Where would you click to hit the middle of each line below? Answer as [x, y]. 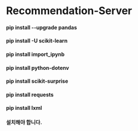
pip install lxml [24, 108]
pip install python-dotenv [37, 68]
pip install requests [30, 95]
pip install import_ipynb [35, 54]
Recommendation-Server [69, 11]
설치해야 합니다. [24, 122]
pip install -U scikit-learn [37, 41]
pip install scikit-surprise [37, 81]
